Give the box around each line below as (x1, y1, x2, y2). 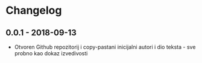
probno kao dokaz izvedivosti (14, 50, 88, 57)
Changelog (5, 4, 62, 17)
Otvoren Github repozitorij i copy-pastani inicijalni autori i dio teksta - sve (14, 43, 196, 50)
